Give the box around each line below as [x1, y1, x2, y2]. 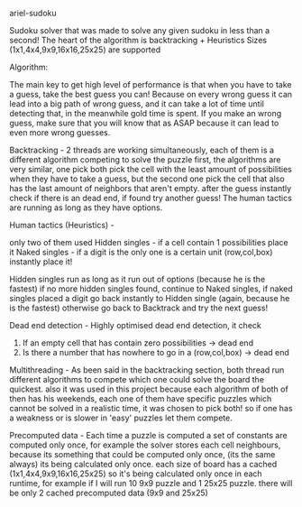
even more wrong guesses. [9, 127, 111, 138]
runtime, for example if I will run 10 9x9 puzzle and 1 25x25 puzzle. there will [9, 478, 293, 488]
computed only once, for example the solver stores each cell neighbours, [9, 439, 281, 450]
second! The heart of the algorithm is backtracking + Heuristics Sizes [9, 35, 268, 45]
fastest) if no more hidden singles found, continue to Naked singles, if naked [9, 283, 293, 294]
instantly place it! [9, 256, 73, 267]
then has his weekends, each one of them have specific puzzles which [9, 393, 272, 404]
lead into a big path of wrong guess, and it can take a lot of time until [9, 98, 264, 109]
